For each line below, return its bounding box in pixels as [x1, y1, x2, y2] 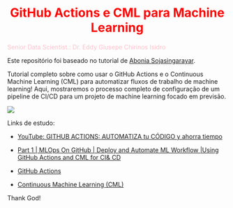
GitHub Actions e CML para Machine [10, 5, 225, 21]
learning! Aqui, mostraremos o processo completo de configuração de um [7, 84, 220, 93]
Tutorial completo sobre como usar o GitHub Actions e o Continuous [7, 70, 204, 78]
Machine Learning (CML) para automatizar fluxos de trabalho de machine [7, 77, 218, 85]
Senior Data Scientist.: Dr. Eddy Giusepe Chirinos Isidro [7, 43, 166, 51]
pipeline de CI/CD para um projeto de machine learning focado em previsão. [7, 92, 227, 101]
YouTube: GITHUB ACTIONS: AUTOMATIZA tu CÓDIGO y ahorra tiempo [17, 132, 223, 140]
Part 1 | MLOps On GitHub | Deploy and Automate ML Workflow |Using [17, 145, 219, 154]
